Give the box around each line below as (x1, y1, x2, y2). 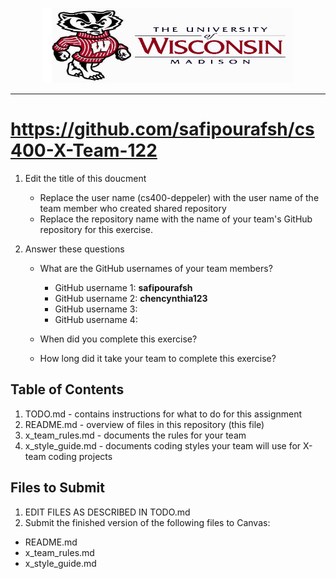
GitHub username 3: (54, 303, 138, 315)
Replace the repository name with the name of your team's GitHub (39, 213, 313, 225)
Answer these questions (24, 243, 125, 255)
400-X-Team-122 (10, 139, 158, 162)
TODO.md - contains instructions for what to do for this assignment (24, 408, 303, 420)
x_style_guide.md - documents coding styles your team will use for (24, 439, 302, 452)
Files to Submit (10, 479, 105, 497)
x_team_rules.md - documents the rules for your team (24, 429, 247, 441)
